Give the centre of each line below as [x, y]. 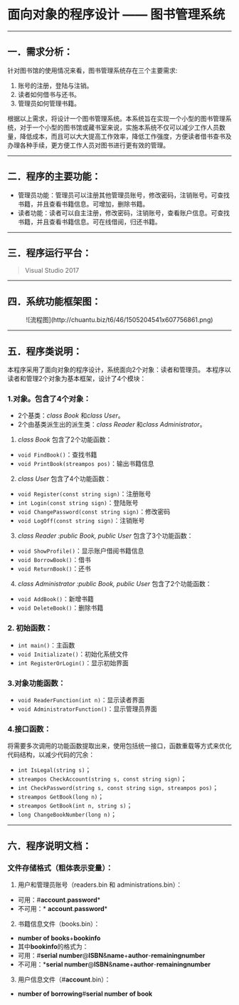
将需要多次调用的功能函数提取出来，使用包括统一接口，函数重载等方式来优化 [119, 746]
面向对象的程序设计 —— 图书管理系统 [116, 15]
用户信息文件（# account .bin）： [64, 979]
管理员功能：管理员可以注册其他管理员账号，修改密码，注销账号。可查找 [123, 195]
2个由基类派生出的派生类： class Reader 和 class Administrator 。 [112, 425]
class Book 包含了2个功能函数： [65, 439]
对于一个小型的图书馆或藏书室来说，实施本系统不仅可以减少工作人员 [119, 127]
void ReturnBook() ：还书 [54, 569]
